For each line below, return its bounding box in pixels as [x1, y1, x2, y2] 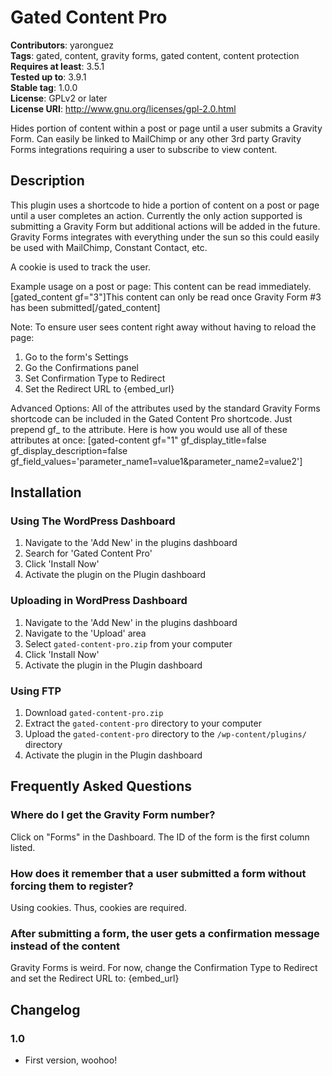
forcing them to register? [10, 879, 134, 893]
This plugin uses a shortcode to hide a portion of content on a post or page [10, 199, 320, 211]
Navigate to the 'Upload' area [24, 627, 147, 639]
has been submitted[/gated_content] [10, 301, 161, 313]
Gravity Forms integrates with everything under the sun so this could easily [10, 231, 320, 243]
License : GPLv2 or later [10, 92, 108, 104]
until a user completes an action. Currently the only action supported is [10, 209, 303, 221]
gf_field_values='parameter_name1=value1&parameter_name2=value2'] [10, 455, 303, 467]
